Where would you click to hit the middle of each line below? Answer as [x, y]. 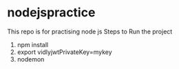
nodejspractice [51, 13]
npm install [33, 44]
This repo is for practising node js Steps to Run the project [90, 31]
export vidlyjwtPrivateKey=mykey [64, 52]
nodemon [31, 59]
